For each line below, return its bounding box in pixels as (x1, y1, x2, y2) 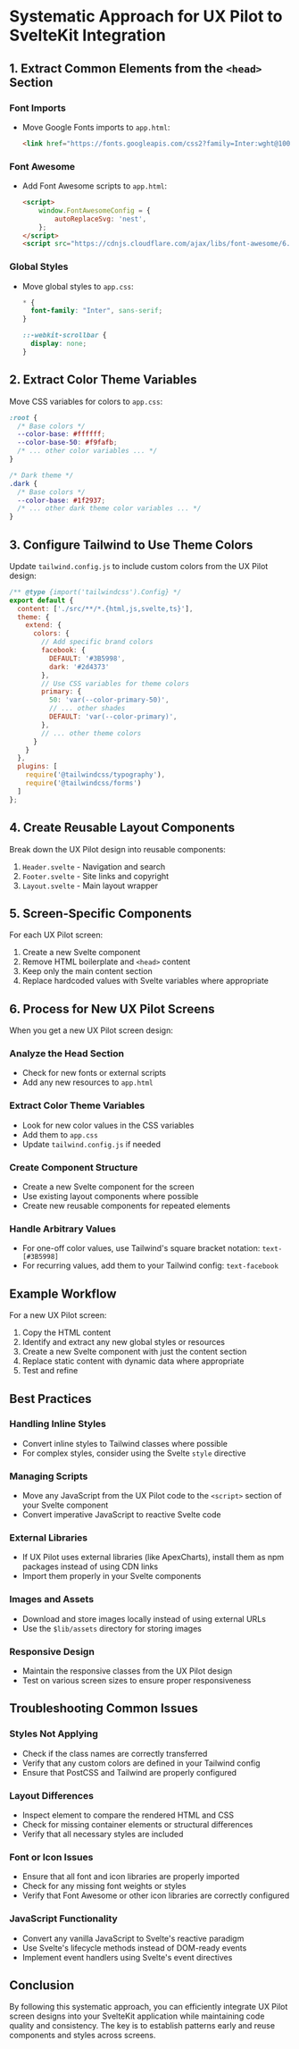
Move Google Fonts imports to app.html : (21, 122, 170, 132)
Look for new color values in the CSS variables (21, 1120, 195, 1130)
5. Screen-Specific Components (9, 905, 192, 921)
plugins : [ (17, 762, 58, 771)
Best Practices (9, 1391, 92, 1407)
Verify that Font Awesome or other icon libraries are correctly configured (21, 1890, 290, 1901)
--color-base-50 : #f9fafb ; (17, 438, 118, 448)
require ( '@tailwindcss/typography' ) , (25, 770, 166, 779)
